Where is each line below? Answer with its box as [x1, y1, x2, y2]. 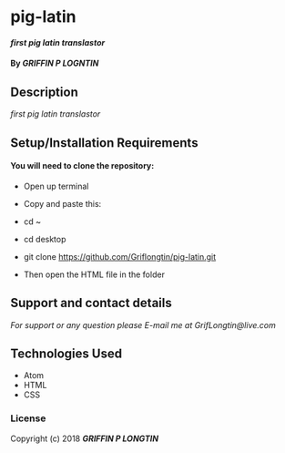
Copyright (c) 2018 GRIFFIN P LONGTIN [10, 433, 158, 444]
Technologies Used [10, 345, 122, 361]
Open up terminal [23, 180, 89, 191]
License [10, 412, 46, 425]
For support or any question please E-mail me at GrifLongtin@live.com [10, 319, 276, 330]
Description [10, 84, 78, 99]
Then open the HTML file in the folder [23, 269, 165, 280]
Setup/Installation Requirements [10, 135, 198, 150]
